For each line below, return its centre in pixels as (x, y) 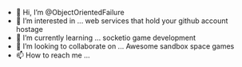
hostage (30, 29)
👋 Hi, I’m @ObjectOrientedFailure (70, 12)
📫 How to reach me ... (53, 55)
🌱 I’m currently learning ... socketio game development (106, 37)
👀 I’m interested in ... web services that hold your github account (122, 21)
